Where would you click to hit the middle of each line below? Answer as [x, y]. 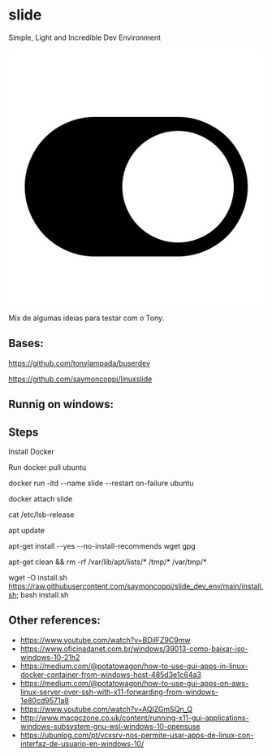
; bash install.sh [42, 594]
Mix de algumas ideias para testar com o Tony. [86, 318]
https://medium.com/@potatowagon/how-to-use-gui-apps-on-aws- [134, 683]
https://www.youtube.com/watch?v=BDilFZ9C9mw [105, 640]
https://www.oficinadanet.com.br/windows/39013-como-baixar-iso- [134, 649]
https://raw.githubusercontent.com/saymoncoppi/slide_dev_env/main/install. [136, 586]
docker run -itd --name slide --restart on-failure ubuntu [101, 483]
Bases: [26, 343]
